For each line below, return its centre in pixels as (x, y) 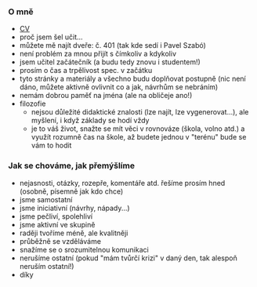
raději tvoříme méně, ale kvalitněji (74, 233)
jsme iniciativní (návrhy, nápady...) (75, 208)
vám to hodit (51, 145)
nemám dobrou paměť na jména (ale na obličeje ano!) (106, 96)
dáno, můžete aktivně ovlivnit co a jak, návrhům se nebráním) (119, 87)
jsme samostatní (46, 199)
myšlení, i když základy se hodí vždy (90, 121)
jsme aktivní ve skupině (57, 224)
